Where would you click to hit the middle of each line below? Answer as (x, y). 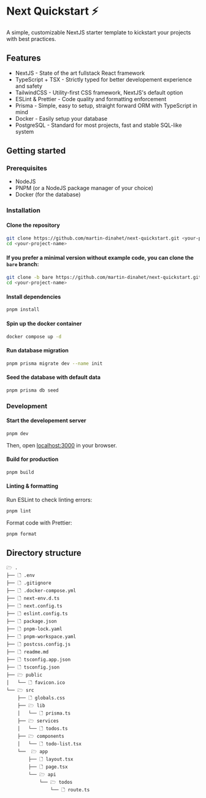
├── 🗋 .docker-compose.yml (41, 591)
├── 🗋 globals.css (41, 698)
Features (24, 58)
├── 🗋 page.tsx (48, 767)
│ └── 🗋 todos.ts (43, 729)
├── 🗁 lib (31, 706)
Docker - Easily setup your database (61, 118)
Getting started (36, 151)
